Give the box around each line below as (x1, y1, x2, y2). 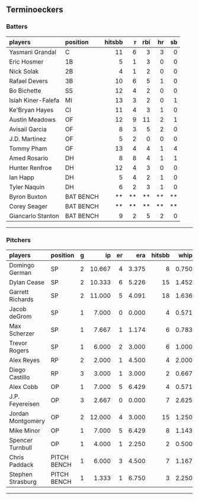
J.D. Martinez (9, 135, 46, 143)
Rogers (9, 346, 30, 355)
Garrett (9, 288, 29, 296)
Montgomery (9, 416, 46, 425)
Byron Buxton (9, 192, 47, 200)
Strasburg (9, 477, 37, 486)
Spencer (9, 436, 33, 444)
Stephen (9, 470, 33, 478)
